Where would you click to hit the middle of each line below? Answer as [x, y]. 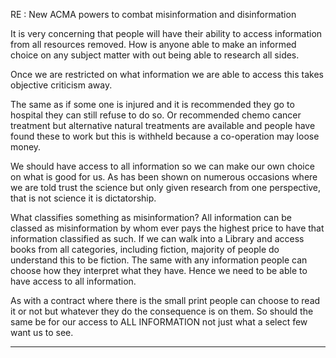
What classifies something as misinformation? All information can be [151, 217]
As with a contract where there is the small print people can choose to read [165, 300]
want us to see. [42, 332]
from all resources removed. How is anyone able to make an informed [153, 44]
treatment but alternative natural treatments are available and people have [163, 125]
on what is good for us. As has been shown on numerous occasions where [164, 177]
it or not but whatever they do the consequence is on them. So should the [162, 311]
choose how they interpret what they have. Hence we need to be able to [159, 270]
